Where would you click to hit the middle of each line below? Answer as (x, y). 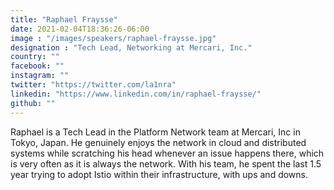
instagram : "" (40, 76)
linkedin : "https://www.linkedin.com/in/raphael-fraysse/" (136, 94)
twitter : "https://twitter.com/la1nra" (93, 85)
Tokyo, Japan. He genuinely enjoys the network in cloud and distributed (158, 142)
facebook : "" (37, 66)
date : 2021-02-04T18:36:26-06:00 (80, 29)
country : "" (35, 57)
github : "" (33, 103)
